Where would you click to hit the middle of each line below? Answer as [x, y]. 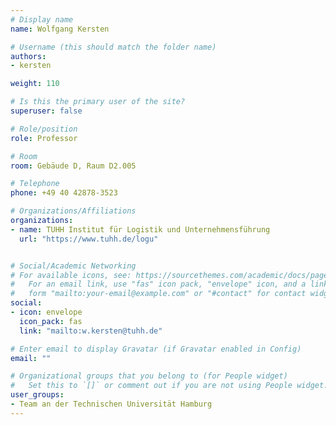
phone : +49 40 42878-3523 [64, 193]
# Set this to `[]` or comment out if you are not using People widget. [169, 386]
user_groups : [37, 395]
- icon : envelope [46, 312]
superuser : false [46, 111]
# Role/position [44, 129]
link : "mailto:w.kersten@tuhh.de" [91, 331]
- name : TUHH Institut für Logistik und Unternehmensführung [140, 229]
